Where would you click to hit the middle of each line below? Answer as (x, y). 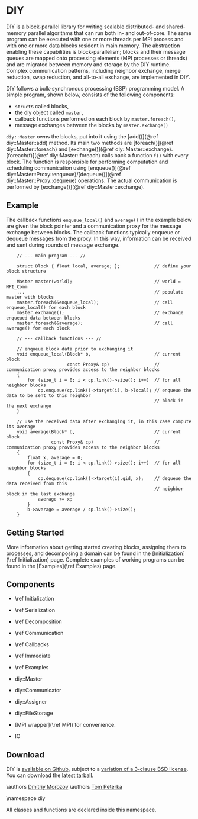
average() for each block (38, 328)
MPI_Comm (17, 287)
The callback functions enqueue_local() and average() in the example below (99, 220)
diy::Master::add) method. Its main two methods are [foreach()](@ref (90, 143)
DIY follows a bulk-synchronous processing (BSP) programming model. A (95, 88)
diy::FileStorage (34, 713)
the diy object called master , (49, 112)
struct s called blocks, (42, 106)
